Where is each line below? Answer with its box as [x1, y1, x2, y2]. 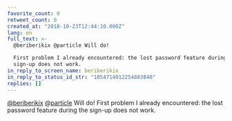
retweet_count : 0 [7, 16, 57, 23]
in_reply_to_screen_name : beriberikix [7, 67, 119, 74]
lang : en [7, 29, 32, 36]
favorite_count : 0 [7, 10, 60, 17]
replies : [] [7, 80, 41, 87]
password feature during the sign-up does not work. [7, 106, 157, 114]
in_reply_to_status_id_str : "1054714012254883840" [7, 74, 156, 80]
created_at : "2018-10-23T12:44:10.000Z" [7, 23, 126, 30]
